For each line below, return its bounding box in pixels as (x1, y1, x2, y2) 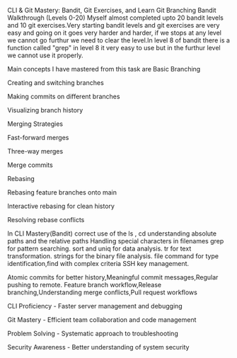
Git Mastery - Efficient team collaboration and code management (7, 316, 197, 324)
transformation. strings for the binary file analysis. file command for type (7, 252, 219, 260)
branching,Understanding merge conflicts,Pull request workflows (7, 288, 198, 296)
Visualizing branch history (7, 106, 83, 114)
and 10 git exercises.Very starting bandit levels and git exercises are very (7, 21, 220, 29)
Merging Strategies (7, 120, 64, 128)
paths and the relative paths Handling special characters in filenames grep (7, 237, 224, 245)
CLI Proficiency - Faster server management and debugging (7, 302, 183, 310)
